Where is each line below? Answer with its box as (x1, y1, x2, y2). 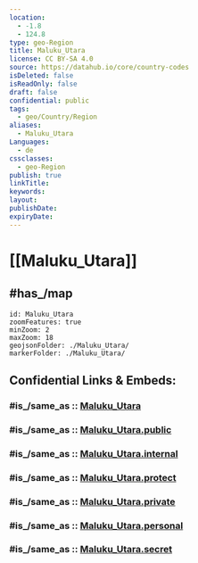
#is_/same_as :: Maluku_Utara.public (9, 423, 172, 435)
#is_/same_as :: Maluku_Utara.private (9, 495, 176, 508)
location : (9, 12, 46, 22)
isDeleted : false (9, 71, 74, 80)
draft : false (9, 87, 58, 96)
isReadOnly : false (9, 79, 78, 88)
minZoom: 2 (9, 325, 50, 335)
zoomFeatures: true (9, 318, 82, 327)
